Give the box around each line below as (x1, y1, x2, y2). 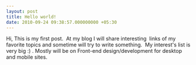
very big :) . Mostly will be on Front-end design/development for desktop (6, 48, 182, 55)
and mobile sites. (6, 53, 48, 61)
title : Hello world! (6, 14, 57, 20)
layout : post (6, 8, 38, 15)
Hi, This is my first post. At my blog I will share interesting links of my (6, 35, 176, 42)
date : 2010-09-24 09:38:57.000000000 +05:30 (6, 19, 117, 25)
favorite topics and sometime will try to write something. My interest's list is (6, 41, 191, 48)
